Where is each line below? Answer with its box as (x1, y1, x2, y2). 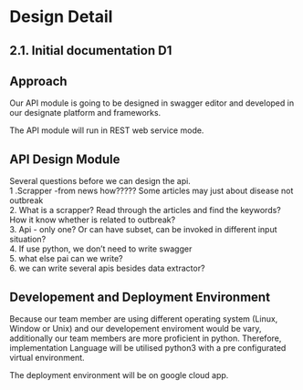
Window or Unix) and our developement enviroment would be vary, (9, 323, 262, 334)
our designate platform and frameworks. (9, 108, 162, 118)
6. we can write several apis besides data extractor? (9, 262, 205, 274)
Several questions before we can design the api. (9, 176, 192, 187)
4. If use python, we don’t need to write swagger (9, 243, 193, 254)
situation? (9, 234, 47, 245)
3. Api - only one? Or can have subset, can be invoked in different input (9, 224, 277, 235)
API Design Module (9, 151, 120, 167)
